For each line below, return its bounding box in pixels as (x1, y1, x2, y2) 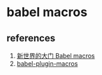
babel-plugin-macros (16, 60, 78, 67)
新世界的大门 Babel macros (16, 52, 95, 60)
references (6, 32, 56, 44)
